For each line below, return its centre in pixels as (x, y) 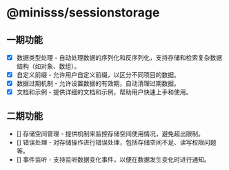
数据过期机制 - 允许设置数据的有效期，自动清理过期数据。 (98, 83)
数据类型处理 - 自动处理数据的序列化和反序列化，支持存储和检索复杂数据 (119, 57)
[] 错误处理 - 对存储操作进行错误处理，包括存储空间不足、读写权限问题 (116, 142)
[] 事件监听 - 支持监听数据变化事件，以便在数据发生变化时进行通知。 (113, 160)
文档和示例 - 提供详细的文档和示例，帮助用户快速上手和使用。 (104, 92)
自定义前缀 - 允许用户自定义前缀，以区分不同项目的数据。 (98, 75)
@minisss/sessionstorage (83, 13)
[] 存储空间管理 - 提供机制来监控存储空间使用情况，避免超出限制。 (110, 134)
